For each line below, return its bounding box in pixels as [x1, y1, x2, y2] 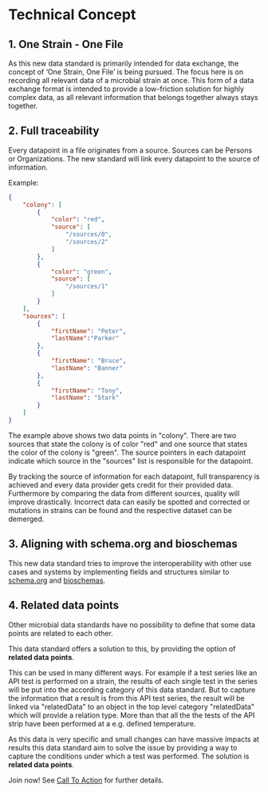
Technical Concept [8, 6, 136, 24]
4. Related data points [8, 599, 120, 612]
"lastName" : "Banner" [50, 364, 124, 372]
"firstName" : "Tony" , [50, 386, 124, 395]
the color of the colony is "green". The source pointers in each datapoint [8, 448, 246, 457]
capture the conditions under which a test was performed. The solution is [8, 751, 250, 761]
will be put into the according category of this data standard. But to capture [8, 685, 256, 694]
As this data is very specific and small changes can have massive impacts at [8, 734, 259, 744]
